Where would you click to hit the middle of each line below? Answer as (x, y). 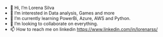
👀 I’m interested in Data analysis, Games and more (62, 13)
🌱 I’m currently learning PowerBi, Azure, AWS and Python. (70, 18)
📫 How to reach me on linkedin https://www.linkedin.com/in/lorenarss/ (84, 29)
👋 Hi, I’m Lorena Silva (32, 8)
